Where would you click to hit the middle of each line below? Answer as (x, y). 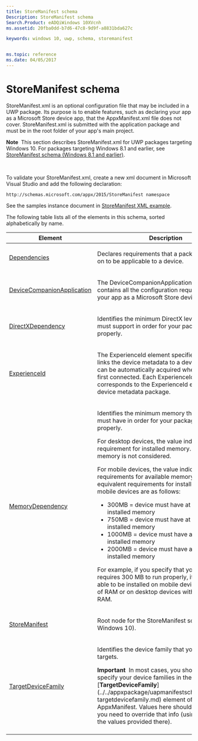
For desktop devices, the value (140, 441)
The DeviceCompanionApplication (145, 282)
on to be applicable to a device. (140, 261)
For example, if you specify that (141, 569)
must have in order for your (135, 420)
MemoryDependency (38, 506)
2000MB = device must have (147, 549)
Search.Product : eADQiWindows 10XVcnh (54, 22)
